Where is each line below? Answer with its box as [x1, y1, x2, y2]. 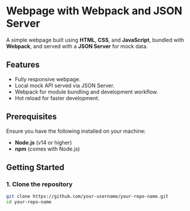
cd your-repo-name [6, 199, 52, 205]
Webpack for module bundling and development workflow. [14, 88, 159, 95]
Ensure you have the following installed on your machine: [6, 127, 146, 135]
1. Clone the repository [6, 180, 73, 188]
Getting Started [6, 162, 65, 172]
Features [6, 60, 40, 70]
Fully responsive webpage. [14, 75, 81, 82]
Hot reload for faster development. [14, 94, 100, 101]
